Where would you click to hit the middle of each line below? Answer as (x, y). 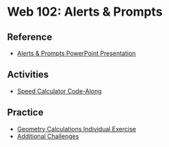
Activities (28, 75)
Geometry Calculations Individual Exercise (77, 129)
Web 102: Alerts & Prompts (85, 12)
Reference (30, 37)
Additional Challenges (48, 136)
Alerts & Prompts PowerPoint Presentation (76, 53)
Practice (25, 113)
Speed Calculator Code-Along (59, 91)
